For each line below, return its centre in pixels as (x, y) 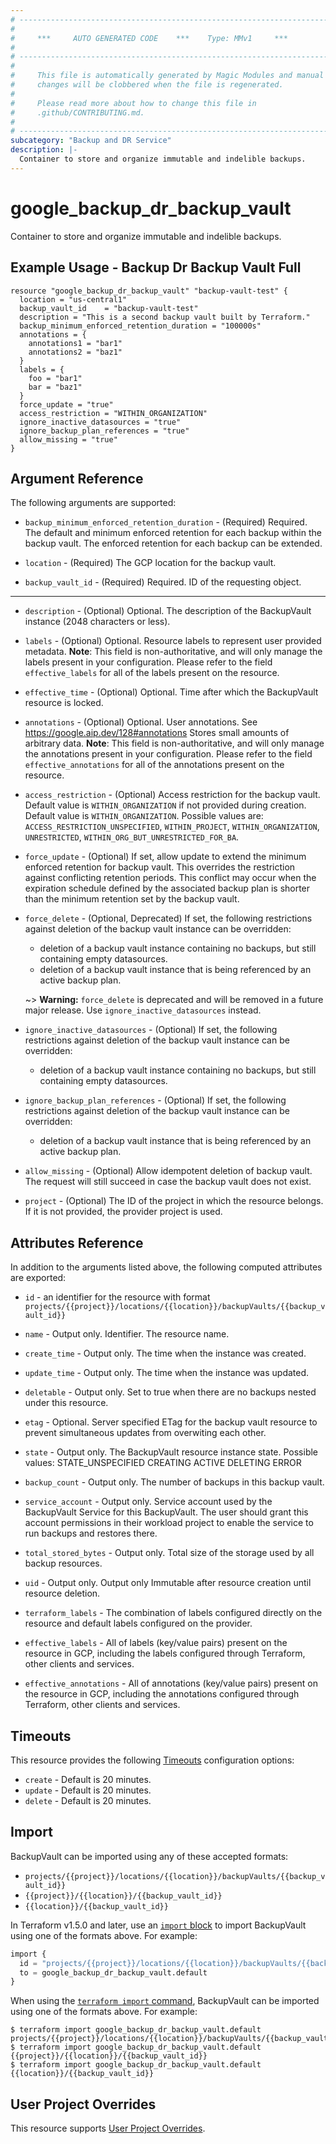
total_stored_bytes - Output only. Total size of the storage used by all (169, 1553)
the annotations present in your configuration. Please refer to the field (168, 754)
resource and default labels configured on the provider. (138, 1623)
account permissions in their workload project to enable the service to (169, 1523)
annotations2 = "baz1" (75, 352)
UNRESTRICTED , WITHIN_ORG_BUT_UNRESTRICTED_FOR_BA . (132, 837)
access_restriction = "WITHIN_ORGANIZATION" (113, 413)
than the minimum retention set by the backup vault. (132, 899)
